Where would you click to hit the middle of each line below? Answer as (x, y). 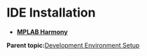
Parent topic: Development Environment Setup (73, 45)
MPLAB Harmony (42, 32)
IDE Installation (51, 13)
